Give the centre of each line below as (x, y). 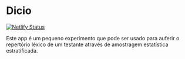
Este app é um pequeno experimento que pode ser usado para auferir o (93, 38)
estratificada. (22, 50)
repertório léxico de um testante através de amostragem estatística (87, 44)
